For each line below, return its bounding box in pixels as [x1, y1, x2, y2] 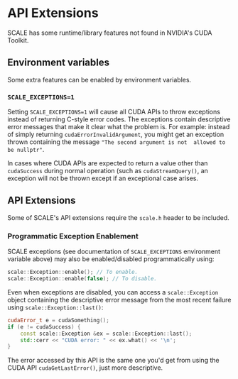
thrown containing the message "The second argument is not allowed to [7, 138, 226, 146]
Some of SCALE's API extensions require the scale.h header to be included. [7, 213, 229, 221]
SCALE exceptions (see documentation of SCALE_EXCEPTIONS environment [7, 247, 220, 256]
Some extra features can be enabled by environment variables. [7, 75, 192, 84]
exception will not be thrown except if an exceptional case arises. [7, 174, 199, 182]
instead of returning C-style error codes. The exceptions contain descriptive [7, 115, 231, 123]
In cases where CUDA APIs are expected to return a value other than [7, 159, 208, 167]
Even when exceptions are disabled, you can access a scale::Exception [7, 287, 219, 296]
